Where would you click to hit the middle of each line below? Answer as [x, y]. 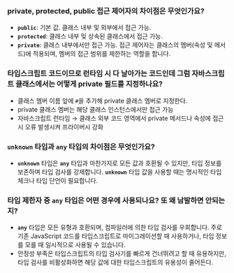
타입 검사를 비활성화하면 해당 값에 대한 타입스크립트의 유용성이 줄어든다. [115, 263]
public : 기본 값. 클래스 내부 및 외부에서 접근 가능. [84, 28]
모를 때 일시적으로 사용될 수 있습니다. [75, 245]
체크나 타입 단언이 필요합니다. [58, 180]
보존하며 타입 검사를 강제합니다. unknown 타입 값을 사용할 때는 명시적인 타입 [119, 172]
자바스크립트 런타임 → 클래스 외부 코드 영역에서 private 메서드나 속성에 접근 [120, 118]
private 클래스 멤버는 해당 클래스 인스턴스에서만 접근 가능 [95, 109]
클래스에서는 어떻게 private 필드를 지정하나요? [89, 84]
